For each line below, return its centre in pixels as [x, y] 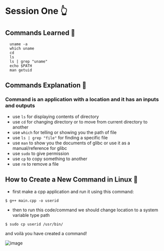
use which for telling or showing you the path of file [64, 132]
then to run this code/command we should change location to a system [85, 210]
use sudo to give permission [41, 153]
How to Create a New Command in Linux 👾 [72, 180]
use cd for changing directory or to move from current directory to [80, 122]
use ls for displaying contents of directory [56, 117]
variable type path [31, 215]
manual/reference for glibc [40, 148]
